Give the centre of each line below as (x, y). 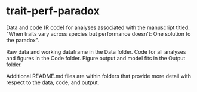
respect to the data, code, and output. (53, 82)
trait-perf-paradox (53, 11)
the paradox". (23, 40)
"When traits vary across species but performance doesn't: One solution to (98, 33)
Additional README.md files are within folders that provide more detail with (99, 76)
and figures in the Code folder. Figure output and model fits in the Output (96, 58)
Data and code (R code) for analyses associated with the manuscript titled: (98, 27)
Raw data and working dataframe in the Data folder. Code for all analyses (96, 51)
